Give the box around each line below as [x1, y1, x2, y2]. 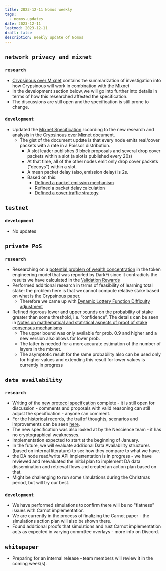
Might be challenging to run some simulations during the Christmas [12, 474, 150, 480]
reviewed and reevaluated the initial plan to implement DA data [12, 458, 141, 464]
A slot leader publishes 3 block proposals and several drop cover [27, 148, 161, 154]
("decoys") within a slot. [27, 163, 77, 170]
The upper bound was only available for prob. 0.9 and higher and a [19, 330, 157, 336]
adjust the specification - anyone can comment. [12, 410, 111, 416]
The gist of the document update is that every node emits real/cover [19, 137, 160, 143]
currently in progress [19, 362, 63, 368]
